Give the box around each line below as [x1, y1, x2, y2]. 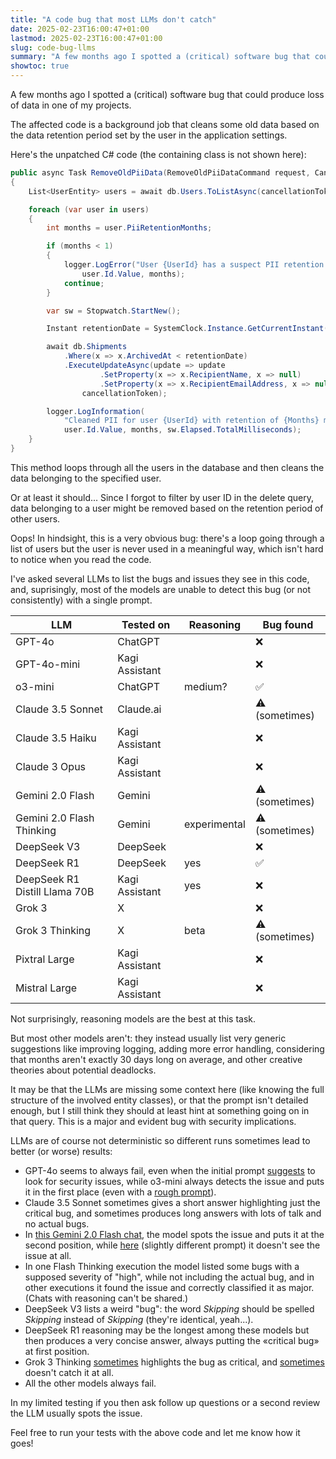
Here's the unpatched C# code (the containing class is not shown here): [10, 149, 307, 160]
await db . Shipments [46, 342, 128, 352]
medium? [184, 679, 228, 693]
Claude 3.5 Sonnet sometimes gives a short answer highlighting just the [24, 1196, 321, 1208]
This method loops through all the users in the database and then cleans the [10, 461, 325, 473]
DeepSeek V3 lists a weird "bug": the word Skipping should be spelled [24, 1302, 315, 1315]
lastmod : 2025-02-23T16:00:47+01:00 [10, 33, 163, 43]
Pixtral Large [15, 952, 75, 966]
